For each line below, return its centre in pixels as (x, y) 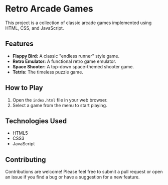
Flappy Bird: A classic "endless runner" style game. (66, 56)
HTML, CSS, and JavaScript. (35, 28)
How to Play (24, 88)
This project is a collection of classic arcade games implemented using (78, 23)
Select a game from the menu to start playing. (60, 105)
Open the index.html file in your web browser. (60, 100)
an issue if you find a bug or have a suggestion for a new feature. (72, 177)
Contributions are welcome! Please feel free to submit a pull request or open (84, 172)
